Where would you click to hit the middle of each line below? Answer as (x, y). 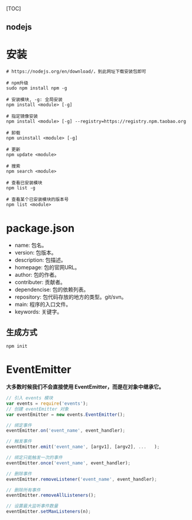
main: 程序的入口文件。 (43, 305)
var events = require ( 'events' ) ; (47, 403)
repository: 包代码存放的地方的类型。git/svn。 (71, 297)
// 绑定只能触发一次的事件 (35, 458)
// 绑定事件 (19, 425)
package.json (40, 228)
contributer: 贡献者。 (40, 282)
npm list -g (21, 188)
